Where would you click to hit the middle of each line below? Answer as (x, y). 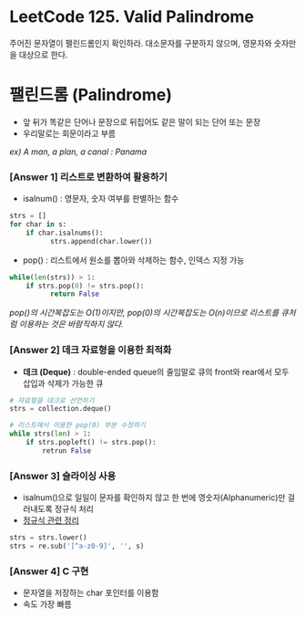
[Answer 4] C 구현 (49, 571)
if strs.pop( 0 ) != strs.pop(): (85, 286)
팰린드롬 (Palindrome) (91, 95)
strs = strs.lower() (49, 538)
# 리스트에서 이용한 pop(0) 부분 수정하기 (78, 425)
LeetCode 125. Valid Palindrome (132, 17)
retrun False (67, 450)
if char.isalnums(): (65, 233)
